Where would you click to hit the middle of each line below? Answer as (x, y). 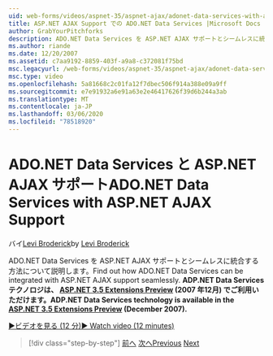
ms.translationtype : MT (49, 99)
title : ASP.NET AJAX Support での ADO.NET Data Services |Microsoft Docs (135, 24)
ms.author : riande (39, 46)
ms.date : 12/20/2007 (43, 54)
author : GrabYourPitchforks (56, 31)
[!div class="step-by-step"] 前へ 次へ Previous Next (114, 343)
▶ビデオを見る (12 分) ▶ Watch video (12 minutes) (91, 325)
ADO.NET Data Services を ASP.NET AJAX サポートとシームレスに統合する (134, 260)
